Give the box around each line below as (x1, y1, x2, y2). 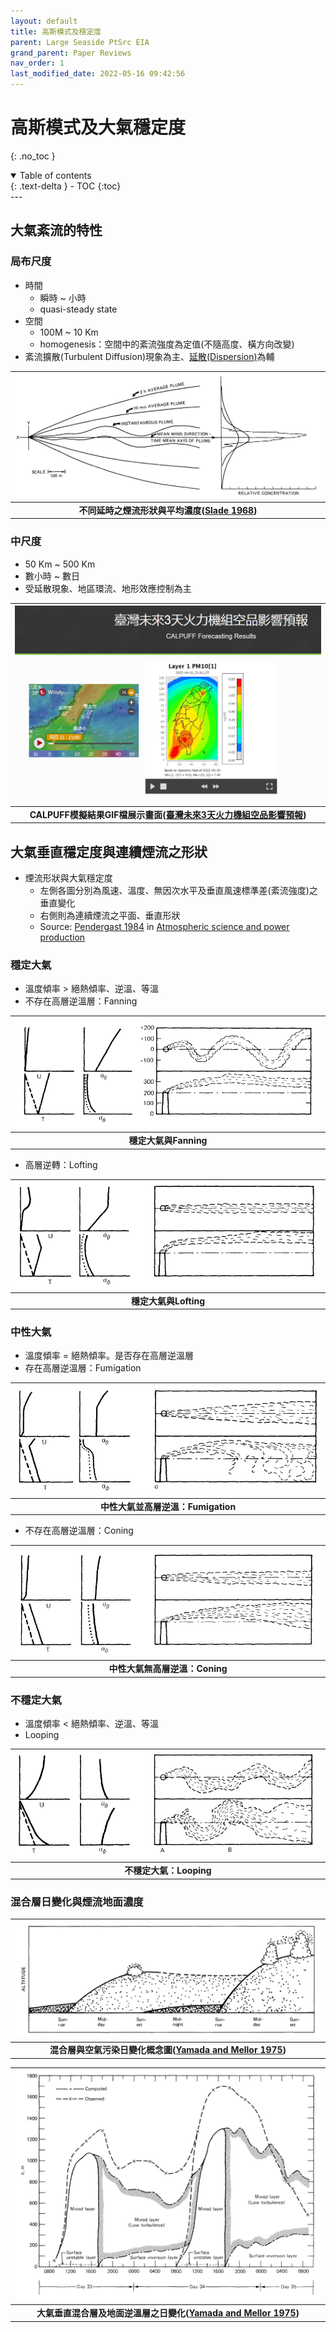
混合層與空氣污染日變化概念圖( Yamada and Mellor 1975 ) (49, 2044, 287, 2056)
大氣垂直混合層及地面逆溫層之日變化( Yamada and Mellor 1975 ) (36, 2307, 300, 2319)
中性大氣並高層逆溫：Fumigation (99, 1500, 237, 1512)
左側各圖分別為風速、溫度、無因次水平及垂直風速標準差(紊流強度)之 (39, 885, 318, 897)
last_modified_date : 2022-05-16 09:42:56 (10, 69, 186, 79)
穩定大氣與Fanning (128, 1135, 208, 1147)
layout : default (10, 16, 78, 26)
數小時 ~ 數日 (24, 570, 80, 582)
